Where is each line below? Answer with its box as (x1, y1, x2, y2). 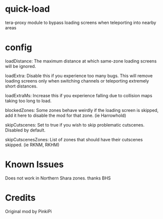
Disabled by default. (5, 127, 46, 133)
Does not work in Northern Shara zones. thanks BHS (5, 175, 111, 181)
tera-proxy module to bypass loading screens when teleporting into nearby (5, 20, 157, 25)
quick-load (5, 3, 50, 15)
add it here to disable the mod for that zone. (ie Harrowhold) (5, 112, 126, 118)
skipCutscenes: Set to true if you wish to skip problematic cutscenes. (5, 122, 145, 128)
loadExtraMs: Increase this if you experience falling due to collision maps (5, 92, 153, 98)
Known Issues (5, 159, 64, 170)
